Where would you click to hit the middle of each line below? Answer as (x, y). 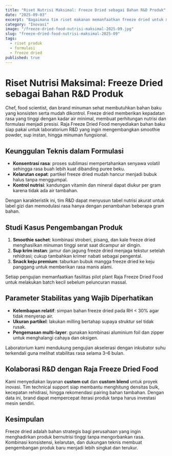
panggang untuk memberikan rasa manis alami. (63, 267)
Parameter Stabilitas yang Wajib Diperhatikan (79, 298)
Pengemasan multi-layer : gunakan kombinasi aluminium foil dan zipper (88, 332)
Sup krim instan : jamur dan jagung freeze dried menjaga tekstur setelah (89, 250)
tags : (11, 39)
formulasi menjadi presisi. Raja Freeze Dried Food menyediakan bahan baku (85, 124)
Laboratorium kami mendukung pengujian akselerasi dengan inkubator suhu (85, 348)
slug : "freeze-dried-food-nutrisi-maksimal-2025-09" (63, 34)
